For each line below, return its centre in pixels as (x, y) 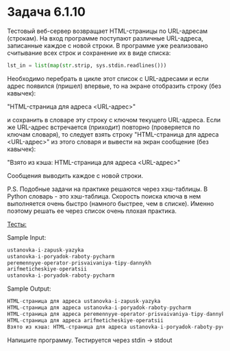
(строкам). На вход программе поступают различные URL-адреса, (105, 38)
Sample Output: (29, 288)
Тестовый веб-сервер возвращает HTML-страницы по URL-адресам (107, 31)
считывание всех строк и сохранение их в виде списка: (89, 53)
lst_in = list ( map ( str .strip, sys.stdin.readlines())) (87, 65)
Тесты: (17, 224)
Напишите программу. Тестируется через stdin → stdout (90, 340)
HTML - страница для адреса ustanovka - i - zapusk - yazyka (84, 302)
